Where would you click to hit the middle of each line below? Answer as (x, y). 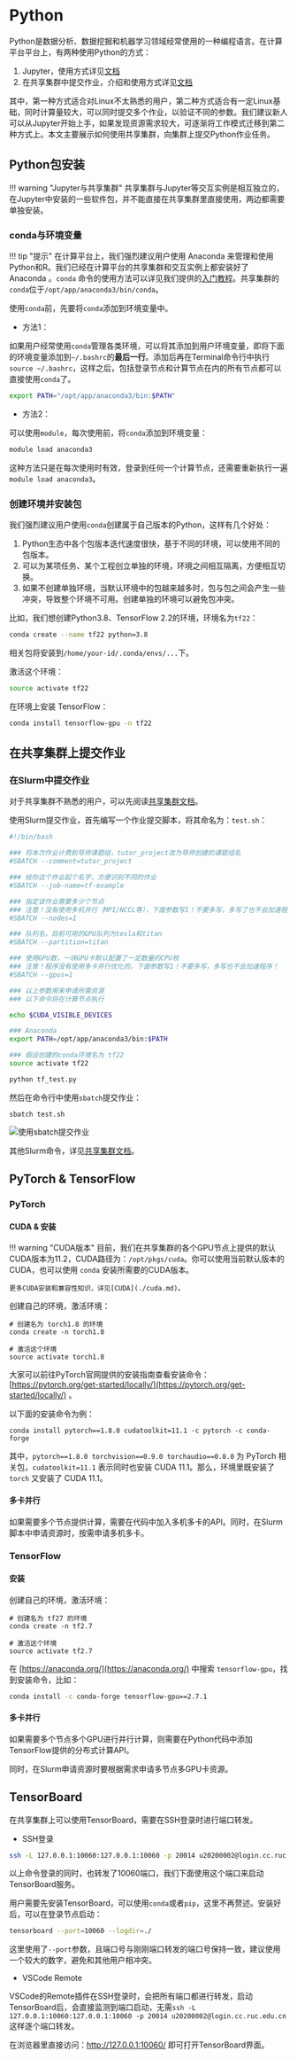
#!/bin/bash (31, 837)
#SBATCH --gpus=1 (41, 975)
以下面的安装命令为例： (52, 1414)
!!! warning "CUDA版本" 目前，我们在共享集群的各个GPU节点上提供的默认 (142, 1248)
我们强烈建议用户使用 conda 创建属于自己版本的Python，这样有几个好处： (141, 525)
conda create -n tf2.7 (51, 1626)
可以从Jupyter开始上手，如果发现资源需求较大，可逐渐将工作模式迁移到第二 (147, 123)
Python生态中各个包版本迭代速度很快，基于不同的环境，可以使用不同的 (151, 544)
